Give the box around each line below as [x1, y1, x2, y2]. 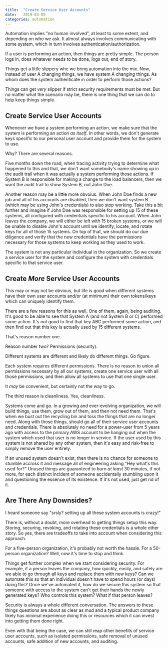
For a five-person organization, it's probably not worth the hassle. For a [5, 545, 152, 551]
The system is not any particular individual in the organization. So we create [5, 249, 161, 255]
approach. [5, 535, 26, 541]
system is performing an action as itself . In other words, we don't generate [5, 130, 159, 136]
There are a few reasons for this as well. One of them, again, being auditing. [5, 308, 161, 314]
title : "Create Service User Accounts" [5, 7, 91, 13]
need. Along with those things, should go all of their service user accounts [5, 419, 158, 425]
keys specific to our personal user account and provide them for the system [5, 136, 161, 142]
